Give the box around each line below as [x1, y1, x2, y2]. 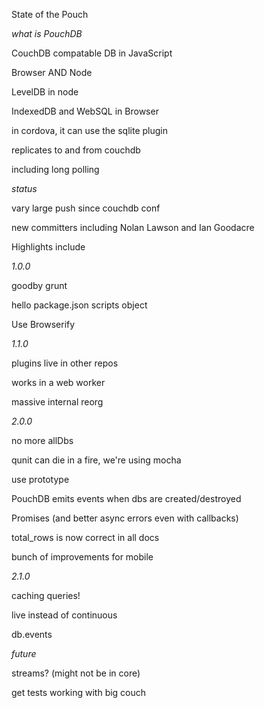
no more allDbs [11, 435, 74, 446]
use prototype [11, 474, 70, 485]
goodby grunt [11, 280, 68, 291]
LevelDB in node [11, 86, 79, 98]
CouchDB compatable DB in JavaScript [11, 47, 173, 59]
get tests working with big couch [11, 687, 147, 698]
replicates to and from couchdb [11, 144, 141, 156]
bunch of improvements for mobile [11, 551, 154, 563]
